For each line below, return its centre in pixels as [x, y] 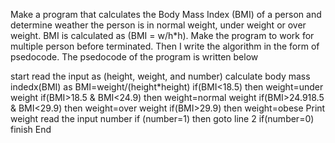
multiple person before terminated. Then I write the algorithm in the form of [165, 46]
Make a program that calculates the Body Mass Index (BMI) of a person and [166, 14]
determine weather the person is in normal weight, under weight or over [158, 25]
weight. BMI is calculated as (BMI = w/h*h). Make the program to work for [162, 35]
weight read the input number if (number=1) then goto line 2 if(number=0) [162, 118]
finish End [31, 129]
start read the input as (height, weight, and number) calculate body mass [160, 76]
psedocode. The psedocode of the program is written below [134, 57]
